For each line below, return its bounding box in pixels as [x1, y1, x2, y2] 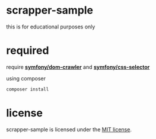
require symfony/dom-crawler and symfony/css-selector [6, 63, 150, 70]
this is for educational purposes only [6, 23, 95, 30]
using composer [6, 75, 46, 82]
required [6, 44, 49, 57]
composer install [6, 86, 49, 92]
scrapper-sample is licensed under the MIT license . [6, 125, 132, 133]
